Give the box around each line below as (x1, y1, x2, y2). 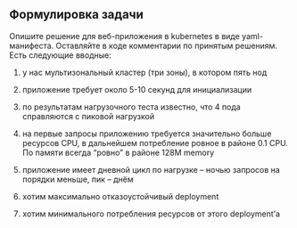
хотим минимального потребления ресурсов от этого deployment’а (21, 208, 281, 219)
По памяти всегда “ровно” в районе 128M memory (21, 147, 215, 158)
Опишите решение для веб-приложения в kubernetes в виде (9, 30, 241, 41)
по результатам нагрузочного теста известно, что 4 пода (21, 102, 241, 112)
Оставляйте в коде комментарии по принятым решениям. (55, 40, 278, 51)
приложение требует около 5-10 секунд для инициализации (21, 84, 252, 94)
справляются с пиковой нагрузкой (21, 110, 154, 121)
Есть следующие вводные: (9, 49, 111, 61)
